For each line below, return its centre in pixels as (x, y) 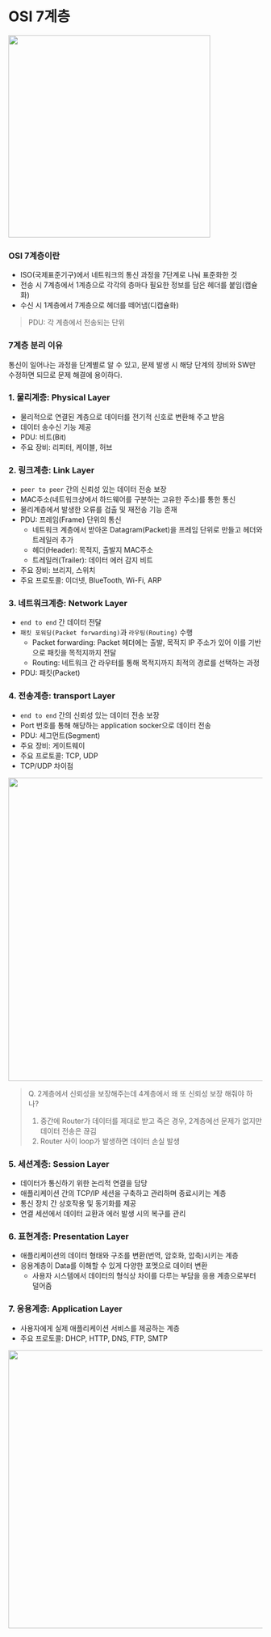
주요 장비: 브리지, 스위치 (58, 570)
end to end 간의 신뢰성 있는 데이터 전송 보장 (90, 715)
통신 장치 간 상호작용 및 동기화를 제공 (78, 1203)
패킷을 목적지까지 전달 (82, 653)
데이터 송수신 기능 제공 (56, 426)
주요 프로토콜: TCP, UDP (59, 755)
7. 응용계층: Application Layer (65, 1309)
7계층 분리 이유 (35, 346)
